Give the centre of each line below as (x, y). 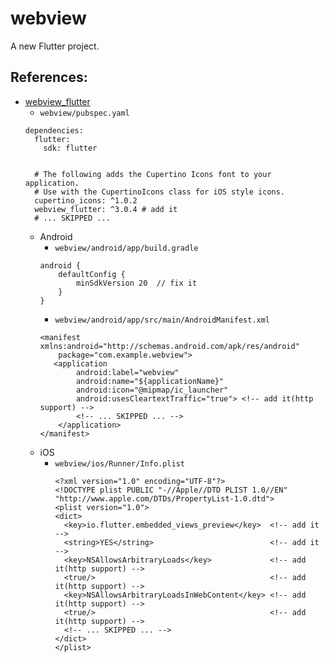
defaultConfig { (92, 274)
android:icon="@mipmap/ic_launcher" (152, 390)
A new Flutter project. (55, 46)
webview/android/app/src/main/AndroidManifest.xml (162, 320)
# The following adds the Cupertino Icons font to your (153, 174)
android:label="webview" (127, 372)
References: (49, 77)
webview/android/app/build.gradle (126, 248)
